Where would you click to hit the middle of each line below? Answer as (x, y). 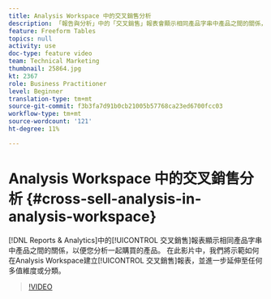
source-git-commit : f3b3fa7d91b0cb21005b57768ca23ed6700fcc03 (116, 106)
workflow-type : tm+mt (45, 114)
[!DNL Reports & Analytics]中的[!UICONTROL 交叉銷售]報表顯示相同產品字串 (135, 240)
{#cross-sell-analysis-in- (114, 199)
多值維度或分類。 (37, 270)
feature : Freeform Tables (52, 31)
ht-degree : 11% (34, 129)
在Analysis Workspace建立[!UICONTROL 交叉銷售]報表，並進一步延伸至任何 (135, 260)
